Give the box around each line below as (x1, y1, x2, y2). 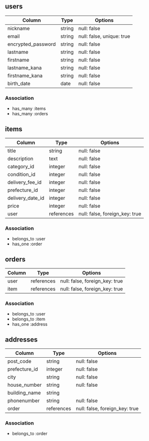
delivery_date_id (7, 194, 45, 201)
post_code (7, 358, 32, 365)
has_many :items (12, 106, 46, 111)
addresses (5, 335, 38, 344)
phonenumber (7, 397, 40, 404)
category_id (7, 163, 34, 170)
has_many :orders (12, 111, 49, 117)
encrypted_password (7, 41, 56, 47)
